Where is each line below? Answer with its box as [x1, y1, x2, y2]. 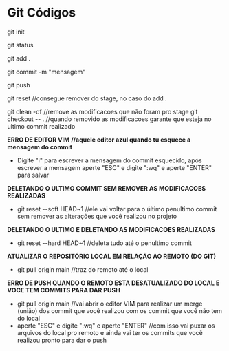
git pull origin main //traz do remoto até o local [17, 265, 149, 273]
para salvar [17, 171, 50, 179]
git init [7, 28, 25, 36]
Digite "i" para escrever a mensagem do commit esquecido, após [17, 156, 202, 164]
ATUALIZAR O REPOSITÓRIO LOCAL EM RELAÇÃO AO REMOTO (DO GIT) [7, 252, 217, 260]
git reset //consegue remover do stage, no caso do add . [7, 94, 167, 103]
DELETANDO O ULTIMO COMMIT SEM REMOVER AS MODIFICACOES [7, 184, 206, 192]
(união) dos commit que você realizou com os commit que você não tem [17, 306, 222, 315]
